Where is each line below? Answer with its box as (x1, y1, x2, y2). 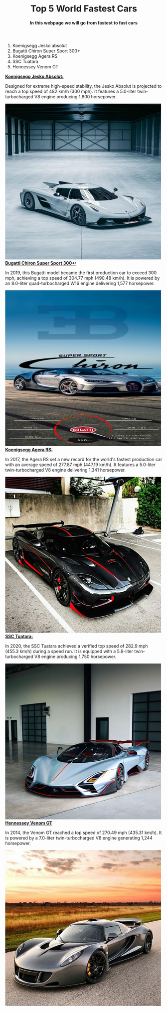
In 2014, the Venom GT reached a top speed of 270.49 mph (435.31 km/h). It (5, 830, 162, 836)
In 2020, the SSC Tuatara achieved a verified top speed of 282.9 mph (5, 643, 148, 649)
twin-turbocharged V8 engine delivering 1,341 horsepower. (5, 467, 126, 473)
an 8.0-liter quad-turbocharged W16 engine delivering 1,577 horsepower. (5, 280, 155, 286)
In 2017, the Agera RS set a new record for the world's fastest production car (5, 456, 163, 462)
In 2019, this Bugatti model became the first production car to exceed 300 (5, 270, 157, 276)
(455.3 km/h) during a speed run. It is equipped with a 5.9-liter (5, 648, 134, 654)
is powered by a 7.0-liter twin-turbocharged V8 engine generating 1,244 (5, 835, 153, 841)
